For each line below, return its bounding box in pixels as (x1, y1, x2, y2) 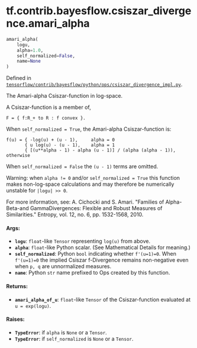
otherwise (6, 153, 31, 159)
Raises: (6, 315, 25, 323)
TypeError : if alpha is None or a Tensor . (14, 328, 108, 336)
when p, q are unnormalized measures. (14, 263, 112, 270)
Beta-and (6, 205, 29, 212)
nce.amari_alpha (6, 17, 90, 30)
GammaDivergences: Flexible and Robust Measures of (30, 205, 163, 212)
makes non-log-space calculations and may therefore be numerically (6, 181, 175, 188)
